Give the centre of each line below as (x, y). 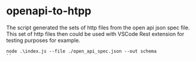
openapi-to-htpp (49, 11)
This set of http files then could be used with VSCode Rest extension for (95, 33)
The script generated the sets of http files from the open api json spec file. (98, 28)
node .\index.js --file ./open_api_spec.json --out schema (82, 51)
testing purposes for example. (43, 40)
